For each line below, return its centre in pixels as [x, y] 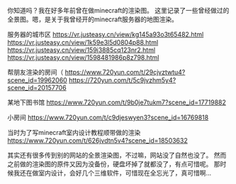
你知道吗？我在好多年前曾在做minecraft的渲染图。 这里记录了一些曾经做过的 [118, 10]
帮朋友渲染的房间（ [35, 72]
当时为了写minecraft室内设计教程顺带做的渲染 [74, 132]
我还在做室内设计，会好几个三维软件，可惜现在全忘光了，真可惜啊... [112, 173]
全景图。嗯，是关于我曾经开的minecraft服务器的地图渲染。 [93, 19]
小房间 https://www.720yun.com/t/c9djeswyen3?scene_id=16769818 [108, 117]
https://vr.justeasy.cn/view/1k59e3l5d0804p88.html [83, 42]
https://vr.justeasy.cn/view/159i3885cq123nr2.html [82, 50]
